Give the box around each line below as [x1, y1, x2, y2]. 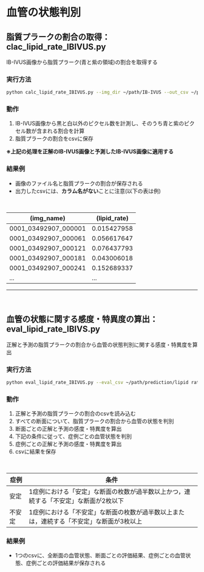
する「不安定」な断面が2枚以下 [35, 497, 124, 505]
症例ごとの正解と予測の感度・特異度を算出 [15, 441, 122, 448]
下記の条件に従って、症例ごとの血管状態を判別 [15, 433, 132, 440]
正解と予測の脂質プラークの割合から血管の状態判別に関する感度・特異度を [6, 341, 192, 348]
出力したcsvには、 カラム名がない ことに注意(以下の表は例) [15, 187, 161, 195]
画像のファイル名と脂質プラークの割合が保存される [15, 180, 143, 187]
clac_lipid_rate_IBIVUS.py [6, 41, 106, 52]
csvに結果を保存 [15, 448, 56, 455]
